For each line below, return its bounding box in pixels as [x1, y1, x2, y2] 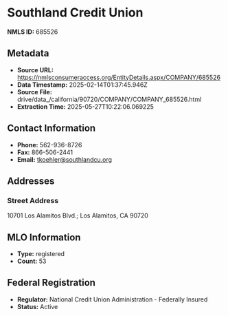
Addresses [7, 175, 55, 187]
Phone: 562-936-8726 [16, 140, 82, 149]
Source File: [16, 87, 53, 96]
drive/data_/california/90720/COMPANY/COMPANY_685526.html [16, 95, 202, 103]
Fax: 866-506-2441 [16, 148, 73, 156]
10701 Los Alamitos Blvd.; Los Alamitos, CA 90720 [7, 211, 149, 220]
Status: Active [16, 302, 58, 310]
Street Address [7, 196, 59, 205]
